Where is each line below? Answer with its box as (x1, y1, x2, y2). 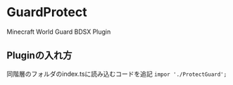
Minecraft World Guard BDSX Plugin (6, 27, 111, 36)
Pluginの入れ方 (6, 50, 73, 62)
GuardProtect (6, 4, 87, 20)
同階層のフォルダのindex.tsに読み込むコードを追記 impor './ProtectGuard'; (6, 70, 227, 78)
